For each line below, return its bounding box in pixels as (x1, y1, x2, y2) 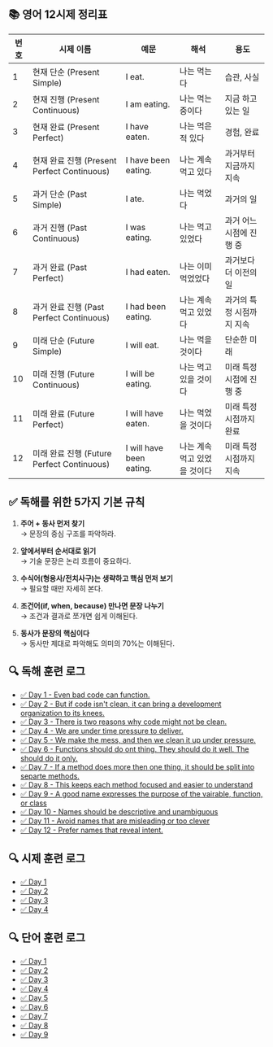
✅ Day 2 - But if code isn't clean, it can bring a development (19, 699, 222, 709)
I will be (125, 368, 155, 379)
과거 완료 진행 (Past (32, 301, 104, 312)
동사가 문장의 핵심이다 (19, 628, 90, 638)
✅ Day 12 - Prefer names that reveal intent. (19, 825, 164, 835)
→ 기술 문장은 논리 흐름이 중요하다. (19, 556, 132, 565)
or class (19, 798, 47, 808)
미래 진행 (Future (32, 369, 95, 380)
